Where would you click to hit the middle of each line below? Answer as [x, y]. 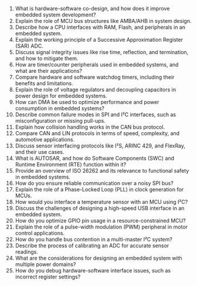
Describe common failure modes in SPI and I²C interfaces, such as [96, 115]
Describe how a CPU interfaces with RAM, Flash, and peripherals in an [100, 27]
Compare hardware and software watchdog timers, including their [95, 77]
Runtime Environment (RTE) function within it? [71, 164]
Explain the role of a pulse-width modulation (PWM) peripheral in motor [101, 227]
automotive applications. [45, 139]
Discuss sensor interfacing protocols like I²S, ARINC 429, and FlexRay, [100, 146]
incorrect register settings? [48, 277]
